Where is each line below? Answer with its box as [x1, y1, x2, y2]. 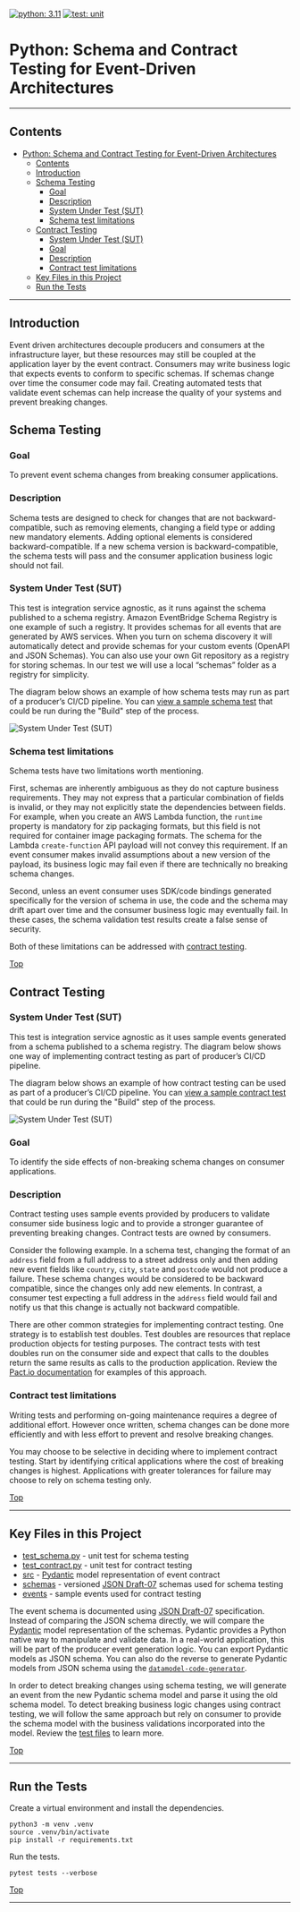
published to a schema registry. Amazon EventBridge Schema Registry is [9, 611, 278, 622]
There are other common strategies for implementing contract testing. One [9, 1319, 284, 1330]
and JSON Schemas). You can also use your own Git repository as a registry [9, 650, 290, 661]
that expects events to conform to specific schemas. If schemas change [9, 368, 275, 379]
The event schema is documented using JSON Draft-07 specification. [9, 1605, 265, 1616]
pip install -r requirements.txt [9, 1836, 134, 1845]
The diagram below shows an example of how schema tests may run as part [9, 686, 290, 697]
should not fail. [9, 559, 64, 570]
